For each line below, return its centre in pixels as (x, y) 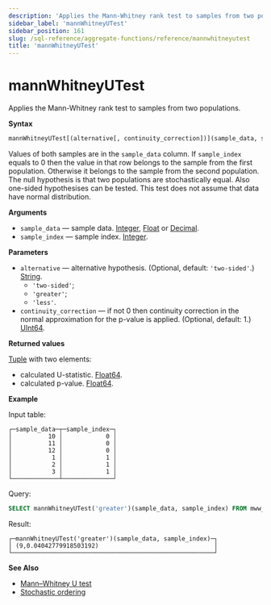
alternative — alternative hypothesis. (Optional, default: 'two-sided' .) (137, 268)
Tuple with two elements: (50, 359)
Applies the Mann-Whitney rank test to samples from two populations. (125, 108)
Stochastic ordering (53, 592)
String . (31, 276)
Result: (20, 524)
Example (23, 398)
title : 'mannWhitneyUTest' (54, 46)
